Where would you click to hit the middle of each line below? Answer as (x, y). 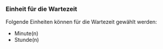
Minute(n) (26, 33)
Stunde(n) (27, 40)
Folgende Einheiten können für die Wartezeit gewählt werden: (81, 22)
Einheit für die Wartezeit (41, 9)
